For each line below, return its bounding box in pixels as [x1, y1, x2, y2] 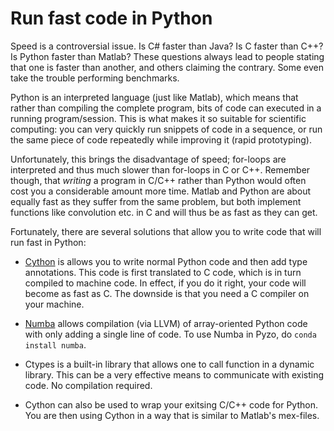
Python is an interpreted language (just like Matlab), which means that [10, 91, 299, 103]
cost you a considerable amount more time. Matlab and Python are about [10, 185, 312, 197]
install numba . [24, 338, 87, 351]
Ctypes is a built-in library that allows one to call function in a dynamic [24, 358, 315, 370]
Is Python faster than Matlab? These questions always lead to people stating [10, 50, 325, 62]
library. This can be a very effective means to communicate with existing [24, 368, 325, 381]
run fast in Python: [10, 236, 87, 248]
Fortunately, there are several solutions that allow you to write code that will [10, 225, 322, 237]
